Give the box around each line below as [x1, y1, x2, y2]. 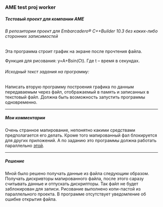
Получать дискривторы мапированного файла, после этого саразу [5, 175, 144, 181]
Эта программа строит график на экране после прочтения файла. [5, 48, 142, 54]
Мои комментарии [5, 115, 45, 121]
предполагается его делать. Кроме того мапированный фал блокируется [5, 132, 157, 138]
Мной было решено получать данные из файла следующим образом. [5, 170, 149, 176]
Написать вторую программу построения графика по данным [5, 84, 134, 90]
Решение [5, 158, 25, 164]
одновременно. [5, 99, 38, 105]
